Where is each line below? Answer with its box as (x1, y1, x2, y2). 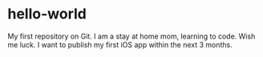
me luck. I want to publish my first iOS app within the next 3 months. (7, 39, 233, 49)
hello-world (7, 5, 87, 23)
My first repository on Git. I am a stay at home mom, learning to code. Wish (7, 31, 256, 41)
